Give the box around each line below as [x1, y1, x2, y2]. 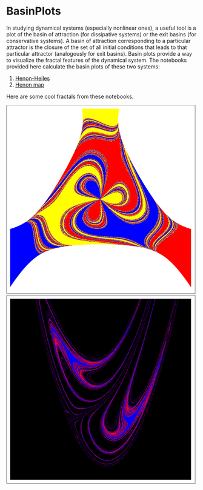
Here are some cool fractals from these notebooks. [6, 93, 134, 100]
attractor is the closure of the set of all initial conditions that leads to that [6, 44, 187, 51]
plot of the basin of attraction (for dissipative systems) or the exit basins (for [6, 30, 197, 38]
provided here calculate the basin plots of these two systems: [6, 62, 161, 70]
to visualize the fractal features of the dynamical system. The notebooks [6, 56, 187, 64]
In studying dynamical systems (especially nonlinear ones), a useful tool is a [6, 24, 196, 31]
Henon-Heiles [15, 74, 50, 82]
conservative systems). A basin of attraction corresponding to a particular [6, 37, 191, 44]
